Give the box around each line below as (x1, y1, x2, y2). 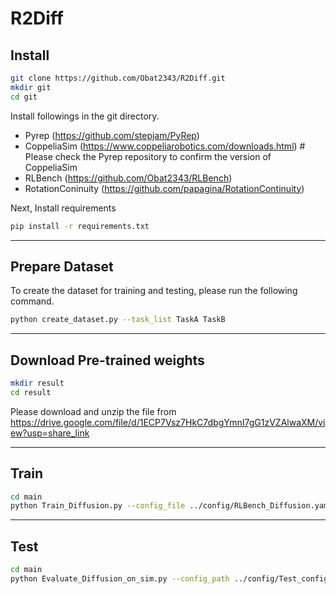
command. (10, 295, 55, 307)
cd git (10, 92, 38, 102)
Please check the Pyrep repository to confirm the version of (24, 150, 272, 162)
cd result (10, 387, 52, 397)
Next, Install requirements (10, 202, 117, 214)
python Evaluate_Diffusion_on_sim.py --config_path (10, 574, 230, 584)
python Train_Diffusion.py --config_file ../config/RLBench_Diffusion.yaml (10, 501, 333, 511)
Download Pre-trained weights (10, 352, 205, 369)
